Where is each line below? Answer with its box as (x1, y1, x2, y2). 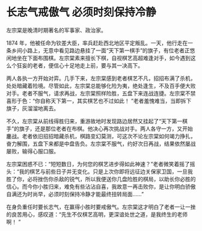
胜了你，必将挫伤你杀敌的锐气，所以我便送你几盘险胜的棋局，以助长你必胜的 (6, 175, 196, 182)
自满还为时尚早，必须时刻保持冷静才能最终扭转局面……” (6, 190, 144, 197)
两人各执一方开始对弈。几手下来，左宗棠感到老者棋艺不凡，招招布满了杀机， (6, 75, 196, 82)
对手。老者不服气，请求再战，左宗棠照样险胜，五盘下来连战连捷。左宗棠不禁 (6, 90, 196, 97)
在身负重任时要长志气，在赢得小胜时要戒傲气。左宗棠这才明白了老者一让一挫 (6, 203, 196, 211)
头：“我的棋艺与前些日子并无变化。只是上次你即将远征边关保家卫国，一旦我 (6, 168, 194, 175)
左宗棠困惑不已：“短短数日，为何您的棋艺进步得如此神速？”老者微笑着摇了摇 (6, 160, 195, 167)
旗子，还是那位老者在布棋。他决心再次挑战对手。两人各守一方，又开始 (19, 125, 194, 132)
